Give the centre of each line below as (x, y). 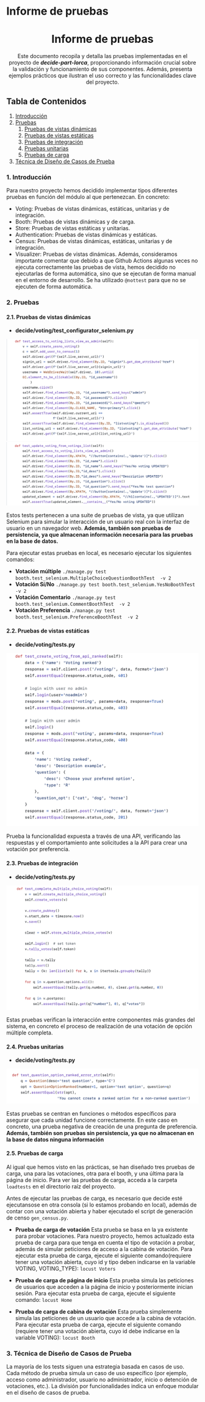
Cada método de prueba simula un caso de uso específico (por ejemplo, (97, 1373)
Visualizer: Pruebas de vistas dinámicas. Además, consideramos (96, 254)
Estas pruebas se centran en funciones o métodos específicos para (91, 1113)
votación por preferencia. (38, 849)
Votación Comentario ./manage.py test (65, 597)
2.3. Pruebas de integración (42, 863)
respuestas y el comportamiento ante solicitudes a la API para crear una (97, 843)
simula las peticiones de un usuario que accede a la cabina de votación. (106, 1318)
